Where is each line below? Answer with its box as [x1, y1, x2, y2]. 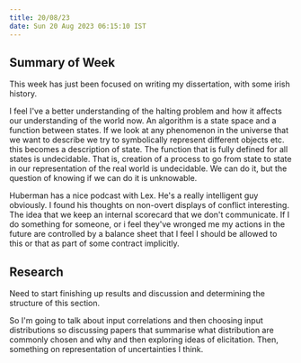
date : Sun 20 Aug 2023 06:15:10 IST [9, 22, 146, 31]
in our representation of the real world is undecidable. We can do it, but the [9, 163, 288, 174]
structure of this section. [9, 298, 101, 309]
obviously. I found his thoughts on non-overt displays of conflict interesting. [9, 200, 290, 211]
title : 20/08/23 [9, 13, 70, 23]
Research [9, 264, 65, 279]
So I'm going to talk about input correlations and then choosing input [9, 315, 263, 326]
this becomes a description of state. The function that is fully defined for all [9, 144, 288, 155]
